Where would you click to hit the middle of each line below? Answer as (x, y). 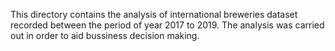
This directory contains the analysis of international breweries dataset (154, 14)
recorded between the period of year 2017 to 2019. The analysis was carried (167, 25)
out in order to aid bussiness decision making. (105, 35)
